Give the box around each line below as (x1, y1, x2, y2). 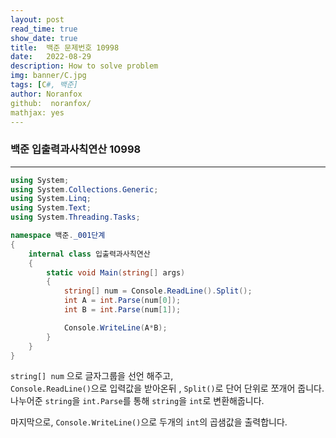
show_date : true (10, 33, 78, 43)
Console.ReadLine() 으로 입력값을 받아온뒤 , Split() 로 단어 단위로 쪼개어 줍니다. (10, 382, 325, 395)
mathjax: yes (10, 107, 65, 118)
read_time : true (10, 24, 78, 34)
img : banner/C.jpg (10, 71, 87, 81)
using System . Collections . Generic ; (10, 184, 159, 195)
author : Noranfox (10, 89, 83, 99)
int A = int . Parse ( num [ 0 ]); (63, 296, 182, 306)
